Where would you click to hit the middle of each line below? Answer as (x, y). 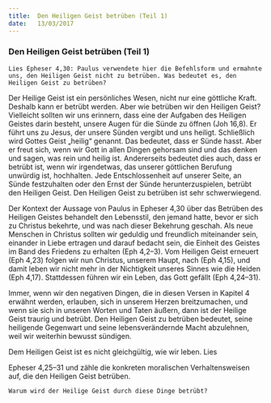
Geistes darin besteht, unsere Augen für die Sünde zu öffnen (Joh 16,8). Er (133, 123)
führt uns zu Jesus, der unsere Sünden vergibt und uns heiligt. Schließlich (131, 132)
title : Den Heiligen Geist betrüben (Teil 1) (88, 16)
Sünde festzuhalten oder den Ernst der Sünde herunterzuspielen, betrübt (130, 184)
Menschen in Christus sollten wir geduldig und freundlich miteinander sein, (133, 234)
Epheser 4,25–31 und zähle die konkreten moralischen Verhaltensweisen (129, 367)
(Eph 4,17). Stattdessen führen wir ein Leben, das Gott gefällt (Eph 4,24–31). (135, 277)
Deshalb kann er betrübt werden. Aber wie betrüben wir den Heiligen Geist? (135, 106)
